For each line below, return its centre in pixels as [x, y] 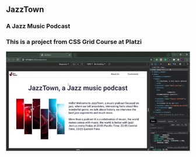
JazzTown [25, 10]
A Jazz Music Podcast [38, 26]
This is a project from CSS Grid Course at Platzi [74, 42]
